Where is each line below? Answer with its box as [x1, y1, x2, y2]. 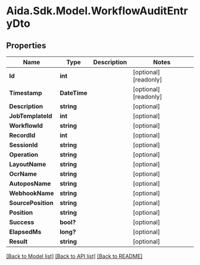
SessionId [9, 141, 38, 149]
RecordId [9, 131, 36, 139]
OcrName [9, 170, 37, 178]
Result [9, 238, 28, 245]
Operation [9, 150, 39, 159]
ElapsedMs [9, 228, 42, 236]
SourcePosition [9, 199, 54, 207]
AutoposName [9, 179, 51, 188]
